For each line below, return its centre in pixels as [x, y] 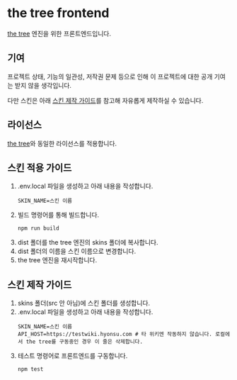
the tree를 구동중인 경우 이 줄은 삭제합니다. [85, 342]
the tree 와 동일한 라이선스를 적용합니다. [62, 143]
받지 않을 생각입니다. [43, 85]
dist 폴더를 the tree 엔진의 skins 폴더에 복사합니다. [88, 242]
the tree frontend [58, 13]
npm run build [38, 228]
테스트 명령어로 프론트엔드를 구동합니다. [73, 356]
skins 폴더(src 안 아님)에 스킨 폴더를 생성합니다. [84, 303]
